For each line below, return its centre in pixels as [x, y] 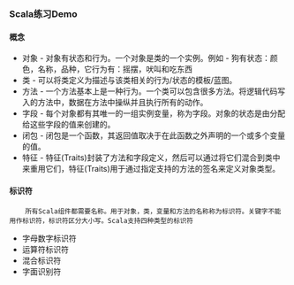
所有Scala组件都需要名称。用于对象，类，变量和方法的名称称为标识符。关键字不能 [153, 212]
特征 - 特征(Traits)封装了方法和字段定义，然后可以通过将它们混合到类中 [151, 158]
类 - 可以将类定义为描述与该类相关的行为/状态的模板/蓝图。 [129, 81]
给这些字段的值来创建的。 [68, 125]
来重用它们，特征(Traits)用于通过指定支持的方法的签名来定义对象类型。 [151, 169]
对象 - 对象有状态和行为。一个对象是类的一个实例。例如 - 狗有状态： [146, 58]
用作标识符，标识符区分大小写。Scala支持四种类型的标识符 [102, 221]
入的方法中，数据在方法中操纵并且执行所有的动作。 [115, 103]
